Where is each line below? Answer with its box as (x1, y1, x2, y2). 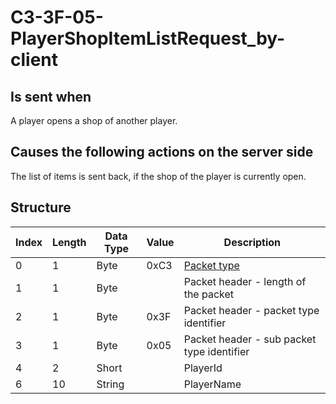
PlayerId (183, 361, 223, 375)
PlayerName (183, 377, 242, 391)
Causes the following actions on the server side (10, 144, 314, 161)
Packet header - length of (183, 274, 307, 288)
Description (223, 235, 282, 249)
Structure (10, 199, 72, 216)
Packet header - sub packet (183, 332, 317, 346)
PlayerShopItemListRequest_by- (10, 27, 286, 50)
